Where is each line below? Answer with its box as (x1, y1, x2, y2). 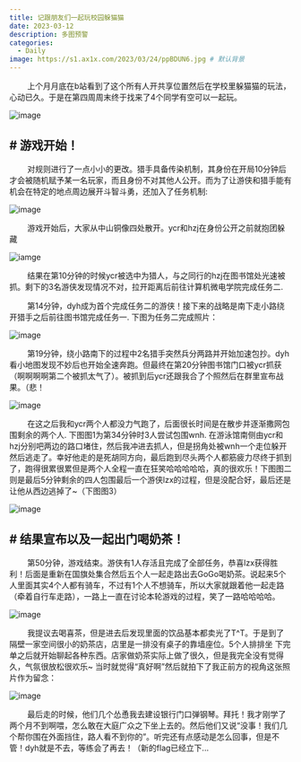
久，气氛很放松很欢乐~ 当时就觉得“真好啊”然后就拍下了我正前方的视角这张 (9, 661, 283, 671)
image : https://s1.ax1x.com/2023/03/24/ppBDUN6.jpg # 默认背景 (9, 55, 245, 64)
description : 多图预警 (9, 30, 89, 39)
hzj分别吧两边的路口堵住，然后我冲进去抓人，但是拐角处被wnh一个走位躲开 (9, 441, 288, 451)
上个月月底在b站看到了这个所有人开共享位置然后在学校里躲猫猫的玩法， (26, 81, 291, 91)
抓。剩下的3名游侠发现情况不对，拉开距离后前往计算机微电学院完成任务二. (9, 281, 284, 292)
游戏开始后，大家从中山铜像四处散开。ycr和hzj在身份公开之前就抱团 (26, 222, 278, 233)
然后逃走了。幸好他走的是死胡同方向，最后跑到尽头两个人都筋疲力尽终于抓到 (9, 451, 292, 462)
